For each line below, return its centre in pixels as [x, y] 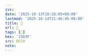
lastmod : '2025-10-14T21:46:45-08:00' [45, 19]
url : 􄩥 [12, 28]
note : [11, 46]
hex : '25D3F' [18, 37]
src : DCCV [15, 41]
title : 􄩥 [14, 23]
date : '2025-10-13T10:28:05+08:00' [42, 14]
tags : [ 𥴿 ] [15, 32]
